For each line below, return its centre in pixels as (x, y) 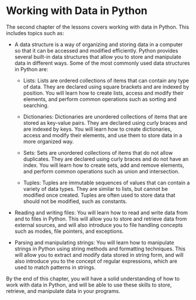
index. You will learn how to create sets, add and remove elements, (104, 165)
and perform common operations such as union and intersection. (101, 171)
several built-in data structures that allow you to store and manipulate (98, 57)
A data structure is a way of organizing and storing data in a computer (99, 44)
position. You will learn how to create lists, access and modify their (103, 93)
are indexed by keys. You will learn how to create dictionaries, (97, 129)
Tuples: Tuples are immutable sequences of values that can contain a (106, 183)
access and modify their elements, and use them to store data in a (103, 135)
